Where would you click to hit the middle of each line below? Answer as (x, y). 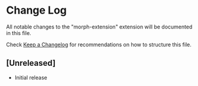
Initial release (31, 77)
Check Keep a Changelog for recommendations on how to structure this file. (99, 44)
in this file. (19, 33)
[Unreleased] (31, 63)
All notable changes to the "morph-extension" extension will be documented (99, 27)
